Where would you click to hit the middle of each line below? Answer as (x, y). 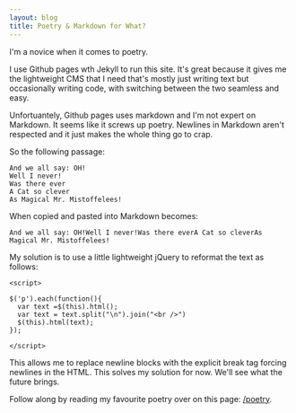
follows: (24, 267)
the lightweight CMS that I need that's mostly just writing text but (129, 78)
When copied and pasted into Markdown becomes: (104, 215)
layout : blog (34, 18)
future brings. (35, 382)
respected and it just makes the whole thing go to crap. (111, 134)
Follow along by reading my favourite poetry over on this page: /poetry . (141, 399)
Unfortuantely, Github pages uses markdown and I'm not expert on (133, 115)
